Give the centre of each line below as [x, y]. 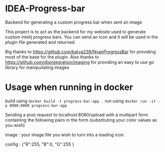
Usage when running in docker [69, 87]
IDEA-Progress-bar [45, 9]
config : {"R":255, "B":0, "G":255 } [40, 144]
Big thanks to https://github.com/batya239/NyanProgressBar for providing [81, 52]
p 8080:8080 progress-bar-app [36, 106]
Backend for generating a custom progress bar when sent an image [74, 22]
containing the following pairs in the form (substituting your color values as [81, 120]
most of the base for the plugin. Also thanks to [52, 57]
